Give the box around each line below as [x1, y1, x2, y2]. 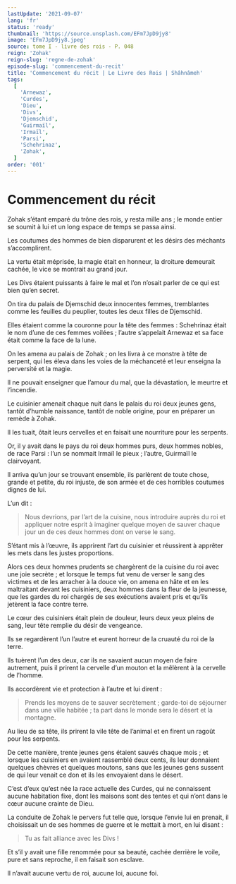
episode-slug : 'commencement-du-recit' [7, 63, 125, 70]
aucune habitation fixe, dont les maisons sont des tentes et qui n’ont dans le [7, 792, 228, 800]
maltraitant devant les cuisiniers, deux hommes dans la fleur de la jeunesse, [7, 585, 228, 593]
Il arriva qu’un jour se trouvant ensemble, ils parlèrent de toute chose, [7, 470, 209, 478]
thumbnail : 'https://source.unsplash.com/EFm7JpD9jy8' [7, 30, 172, 37]
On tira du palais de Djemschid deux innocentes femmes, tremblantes [7, 299, 209, 308]
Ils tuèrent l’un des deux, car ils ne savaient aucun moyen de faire [7, 655, 197, 664]
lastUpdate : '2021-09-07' [7, 10, 83, 18]
